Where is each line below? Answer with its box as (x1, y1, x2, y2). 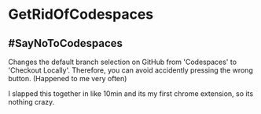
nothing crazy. (8, 98, 55, 106)
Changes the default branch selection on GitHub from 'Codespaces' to (8, 57, 237, 66)
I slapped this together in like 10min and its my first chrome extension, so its (8, 89, 254, 98)
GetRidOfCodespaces (8, 5, 154, 23)
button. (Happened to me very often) (8, 74, 127, 83)
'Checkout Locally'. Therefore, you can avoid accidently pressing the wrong (8, 66, 253, 75)
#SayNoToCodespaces (8, 37, 123, 50)
